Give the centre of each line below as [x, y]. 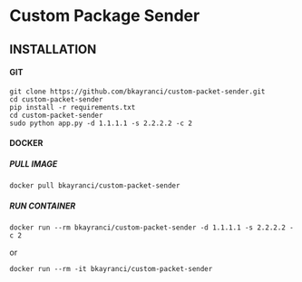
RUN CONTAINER [43, 206]
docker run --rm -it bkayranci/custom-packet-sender [111, 269]
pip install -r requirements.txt [73, 107]
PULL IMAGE [34, 163]
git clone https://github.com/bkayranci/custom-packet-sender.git [137, 92]
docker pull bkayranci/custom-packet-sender [95, 186]
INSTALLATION [53, 49]
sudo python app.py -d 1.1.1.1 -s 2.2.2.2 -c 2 [101, 123]
